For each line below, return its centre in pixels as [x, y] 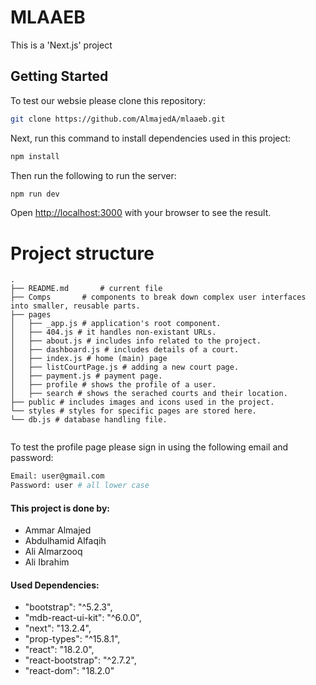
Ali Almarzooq [53, 552]
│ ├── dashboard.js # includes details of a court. [125, 350]
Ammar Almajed [58, 530]
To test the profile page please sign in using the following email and [149, 447]
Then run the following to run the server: [93, 175]
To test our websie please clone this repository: [108, 100]
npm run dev [35, 194]
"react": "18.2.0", [59, 650]
